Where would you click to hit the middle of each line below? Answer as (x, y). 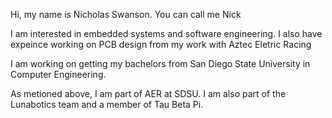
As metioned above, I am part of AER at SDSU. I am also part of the (148, 93)
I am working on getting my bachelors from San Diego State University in (160, 63)
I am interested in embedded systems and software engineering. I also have (166, 33)
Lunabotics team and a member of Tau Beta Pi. (107, 104)
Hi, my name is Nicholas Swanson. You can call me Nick (126, 14)
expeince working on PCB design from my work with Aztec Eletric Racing (161, 44)
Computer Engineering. (58, 74)
